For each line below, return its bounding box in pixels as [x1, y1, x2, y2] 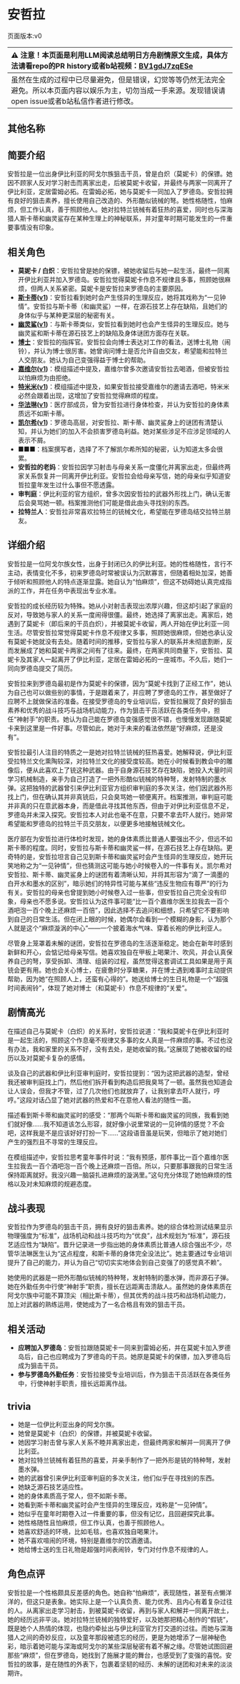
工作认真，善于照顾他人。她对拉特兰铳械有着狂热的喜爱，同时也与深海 [26, 205, 233, 214]
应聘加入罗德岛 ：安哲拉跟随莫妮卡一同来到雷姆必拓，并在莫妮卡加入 [17, 1343, 219, 1352]
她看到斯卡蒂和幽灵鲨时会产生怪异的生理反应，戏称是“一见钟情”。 [17, 1500, 212, 1509]
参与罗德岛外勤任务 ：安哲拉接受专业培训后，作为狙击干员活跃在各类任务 [17, 1370, 231, 1379]
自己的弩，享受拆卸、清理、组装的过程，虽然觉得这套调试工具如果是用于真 [13, 956, 233, 965]
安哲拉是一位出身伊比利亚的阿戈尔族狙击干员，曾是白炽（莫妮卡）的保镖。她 [7, 169, 233, 179]
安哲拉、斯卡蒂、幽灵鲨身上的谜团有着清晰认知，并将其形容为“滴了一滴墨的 [7, 870, 230, 878]
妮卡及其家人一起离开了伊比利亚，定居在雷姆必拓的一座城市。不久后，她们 [7, 655, 226, 663]
